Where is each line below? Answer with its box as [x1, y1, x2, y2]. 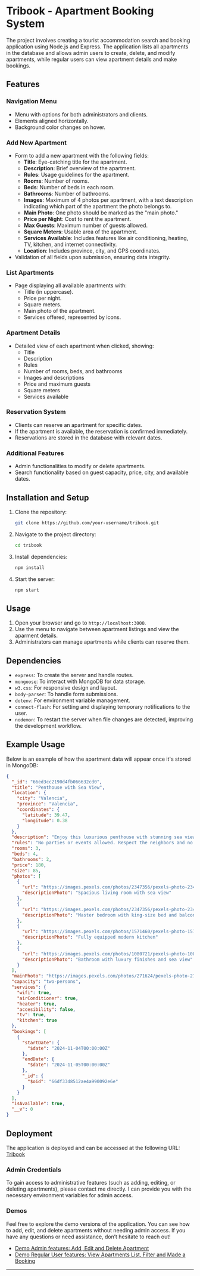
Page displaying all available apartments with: [14, 282, 127, 289]
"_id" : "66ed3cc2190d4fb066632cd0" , [11, 779, 102, 785]
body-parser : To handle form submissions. [14, 691, 118, 698]
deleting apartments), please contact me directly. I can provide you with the [6, 1185, 192, 1192]
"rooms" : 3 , [11, 845, 42, 851]
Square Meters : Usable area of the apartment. [23, 228, 138, 235]
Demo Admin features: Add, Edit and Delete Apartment [14, 1244, 149, 1252]
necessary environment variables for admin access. [6, 1192, 133, 1199]
